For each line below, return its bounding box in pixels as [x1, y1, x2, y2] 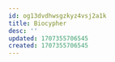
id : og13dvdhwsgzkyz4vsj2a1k [8, 11, 107, 20]
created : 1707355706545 [8, 42, 89, 50]
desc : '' [8, 27, 38, 35]
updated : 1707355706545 [8, 34, 89, 43]
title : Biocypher [8, 19, 67, 27]
